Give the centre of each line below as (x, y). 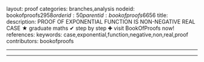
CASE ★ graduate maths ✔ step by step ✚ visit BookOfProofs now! (90, 28)
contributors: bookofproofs (40, 41)
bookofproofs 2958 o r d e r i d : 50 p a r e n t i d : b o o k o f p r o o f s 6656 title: (87, 15)
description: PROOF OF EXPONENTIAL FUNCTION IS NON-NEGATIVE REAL (101, 22)
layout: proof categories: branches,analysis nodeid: (70, 9)
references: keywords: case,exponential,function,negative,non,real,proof (97, 35)
